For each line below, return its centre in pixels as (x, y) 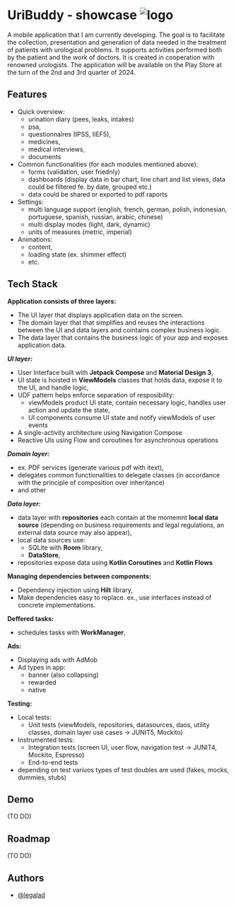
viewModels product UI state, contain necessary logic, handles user (127, 402)
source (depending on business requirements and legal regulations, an (121, 525)
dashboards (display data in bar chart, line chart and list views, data (127, 179)
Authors (26, 878)
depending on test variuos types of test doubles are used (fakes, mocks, (123, 769)
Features (27, 94)
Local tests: (34, 717)
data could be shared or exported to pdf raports (98, 194)
